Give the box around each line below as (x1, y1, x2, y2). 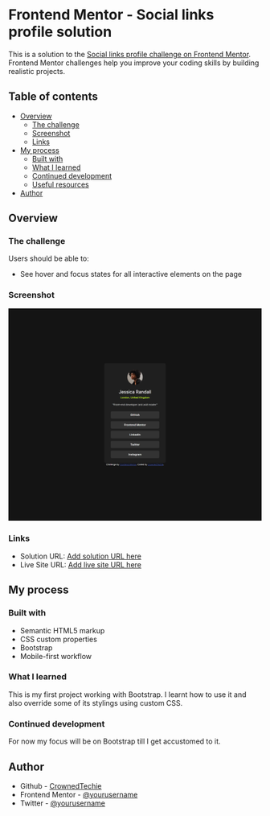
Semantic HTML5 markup (19, 625, 105, 635)
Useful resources (31, 179, 90, 189)
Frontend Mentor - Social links (8, 6, 215, 24)
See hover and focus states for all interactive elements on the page (19, 270, 243, 279)
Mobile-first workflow (19, 651, 92, 661)
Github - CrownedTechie (19, 781, 102, 790)
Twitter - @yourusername (19, 798, 106, 808)
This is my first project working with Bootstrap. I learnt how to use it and (8, 690, 247, 699)
